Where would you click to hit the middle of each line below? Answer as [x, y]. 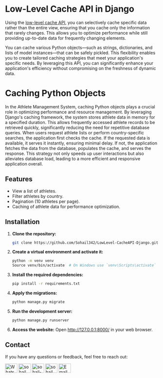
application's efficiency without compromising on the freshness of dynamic [81, 68]
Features [19, 179]
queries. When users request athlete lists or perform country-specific [75, 132]
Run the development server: [42, 311]
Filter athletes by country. [38, 196]
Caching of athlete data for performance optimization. [66, 207]
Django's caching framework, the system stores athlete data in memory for [80, 117]
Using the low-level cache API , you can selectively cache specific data [76, 22]
